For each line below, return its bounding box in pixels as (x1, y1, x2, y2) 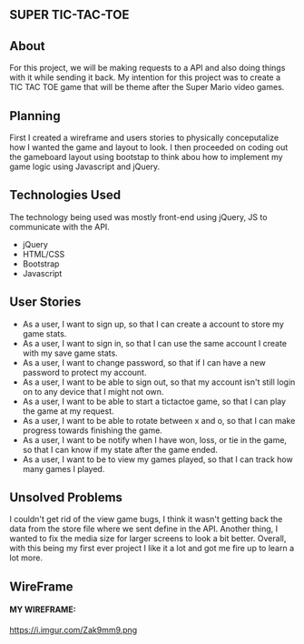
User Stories (9, 295, 82, 310)
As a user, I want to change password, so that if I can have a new (22, 357, 266, 367)
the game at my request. (22, 405, 115, 417)
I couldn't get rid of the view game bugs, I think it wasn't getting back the (9, 514, 283, 525)
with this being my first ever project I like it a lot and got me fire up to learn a (9, 543, 295, 554)
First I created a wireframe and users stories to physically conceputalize (9, 132, 279, 144)
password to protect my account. (22, 367, 147, 377)
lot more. (9, 552, 44, 563)
